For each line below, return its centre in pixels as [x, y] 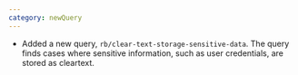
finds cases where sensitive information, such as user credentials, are [152, 53]
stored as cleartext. [58, 62]
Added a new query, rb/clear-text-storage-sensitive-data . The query [155, 43]
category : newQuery [45, 18]
